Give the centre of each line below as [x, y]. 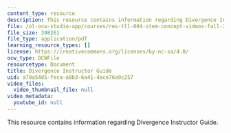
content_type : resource [41, 13]
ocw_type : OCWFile [33, 58]
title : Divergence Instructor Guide [59, 71]
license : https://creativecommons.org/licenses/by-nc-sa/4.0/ [98, 52]
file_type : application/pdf [47, 39]
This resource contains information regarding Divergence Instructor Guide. [113, 122]
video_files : [26, 84]
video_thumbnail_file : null [54, 90]
